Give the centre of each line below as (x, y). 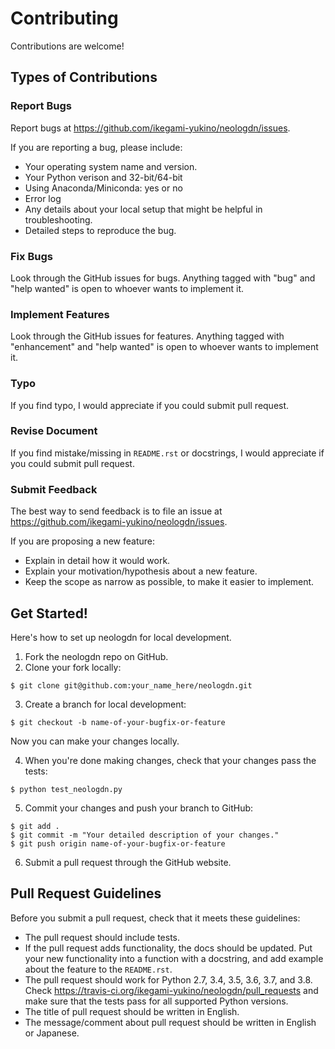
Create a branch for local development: (105, 704)
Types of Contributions (84, 77)
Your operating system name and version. (111, 166)
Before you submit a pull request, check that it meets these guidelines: (155, 918)
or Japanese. (52, 1033)
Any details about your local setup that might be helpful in (143, 209)
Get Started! (49, 613)
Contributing (64, 18)
